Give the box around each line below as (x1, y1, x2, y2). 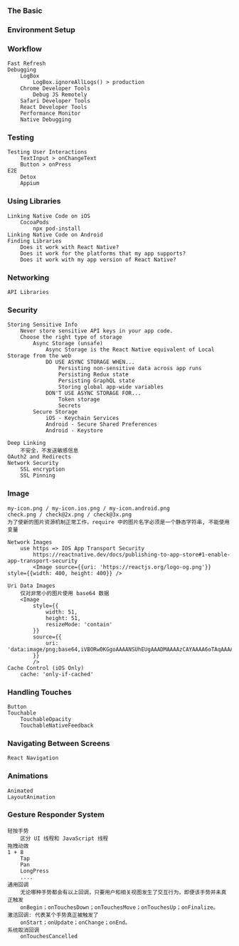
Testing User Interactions (7, 149, 87, 156)
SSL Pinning (20, 472, 55, 479)
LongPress (20, 867, 50, 874)
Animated (7, 787, 33, 794)
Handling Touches (7, 687, 73, 697)
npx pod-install (33, 225, 81, 232)
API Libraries (7, 289, 50, 296)
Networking (7, 273, 50, 283)
